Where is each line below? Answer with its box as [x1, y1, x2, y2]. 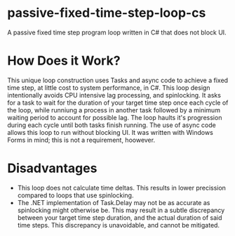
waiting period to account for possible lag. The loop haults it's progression [7, 113, 222, 122]
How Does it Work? [7, 53, 121, 69]
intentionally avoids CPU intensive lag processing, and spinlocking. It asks [7, 91, 221, 99]
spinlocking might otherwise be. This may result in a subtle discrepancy [17, 206, 225, 214]
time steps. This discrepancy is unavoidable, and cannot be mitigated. [17, 221, 220, 229]
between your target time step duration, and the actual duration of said [17, 213, 222, 222]
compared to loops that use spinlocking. [17, 191, 134, 199]
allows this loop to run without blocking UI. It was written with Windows [7, 128, 214, 136]
